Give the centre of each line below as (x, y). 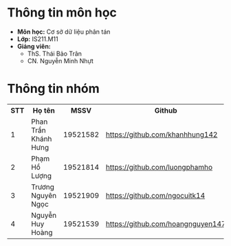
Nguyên (44, 195)
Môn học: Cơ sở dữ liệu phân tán (64, 32)
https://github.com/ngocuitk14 (155, 195)
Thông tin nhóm (53, 89)
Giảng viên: (34, 46)
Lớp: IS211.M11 (37, 38)
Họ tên (44, 110)
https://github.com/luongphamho (159, 167)
